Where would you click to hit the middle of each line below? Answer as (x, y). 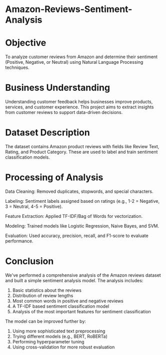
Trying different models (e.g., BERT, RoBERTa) (60, 336)
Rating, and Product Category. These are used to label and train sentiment (81, 152)
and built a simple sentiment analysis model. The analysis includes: (74, 280)
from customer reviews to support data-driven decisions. (64, 112)
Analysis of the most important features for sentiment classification (81, 311)
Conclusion (29, 261)
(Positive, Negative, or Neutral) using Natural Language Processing (74, 62)
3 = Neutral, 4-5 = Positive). (34, 206)
